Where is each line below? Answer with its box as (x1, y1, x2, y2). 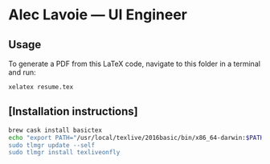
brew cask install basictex (8, 126, 103, 134)
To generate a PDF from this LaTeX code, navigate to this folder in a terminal (8, 59, 261, 68)
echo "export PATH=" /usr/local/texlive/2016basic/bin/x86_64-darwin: (8, 133, 247, 141)
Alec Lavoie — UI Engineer (8, 6, 187, 24)
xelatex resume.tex (8, 83, 74, 91)
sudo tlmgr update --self (8, 141, 95, 150)
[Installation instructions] (8, 105, 138, 118)
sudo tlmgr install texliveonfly (8, 149, 121, 157)
